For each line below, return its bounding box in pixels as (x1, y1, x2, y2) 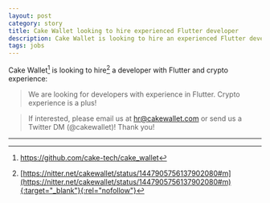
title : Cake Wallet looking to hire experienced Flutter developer (8, 27, 239, 35)
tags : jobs (8, 42, 45, 50)
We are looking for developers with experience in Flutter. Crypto (27, 89, 241, 99)
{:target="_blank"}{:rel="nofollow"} (19, 185, 137, 195)
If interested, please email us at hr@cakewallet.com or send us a (27, 114, 243, 123)
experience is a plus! (27, 97, 97, 107)
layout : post (8, 11, 52, 20)
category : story (8, 19, 63, 27)
